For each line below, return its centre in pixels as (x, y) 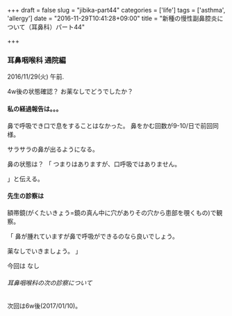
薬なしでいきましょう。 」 (44, 251)
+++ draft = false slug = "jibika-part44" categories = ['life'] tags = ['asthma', (116, 10)
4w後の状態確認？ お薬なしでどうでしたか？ (71, 92)
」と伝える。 (25, 179)
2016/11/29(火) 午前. (36, 77)
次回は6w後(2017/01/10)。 (44, 306)
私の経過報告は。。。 (35, 109)
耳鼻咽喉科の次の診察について (50, 283)
